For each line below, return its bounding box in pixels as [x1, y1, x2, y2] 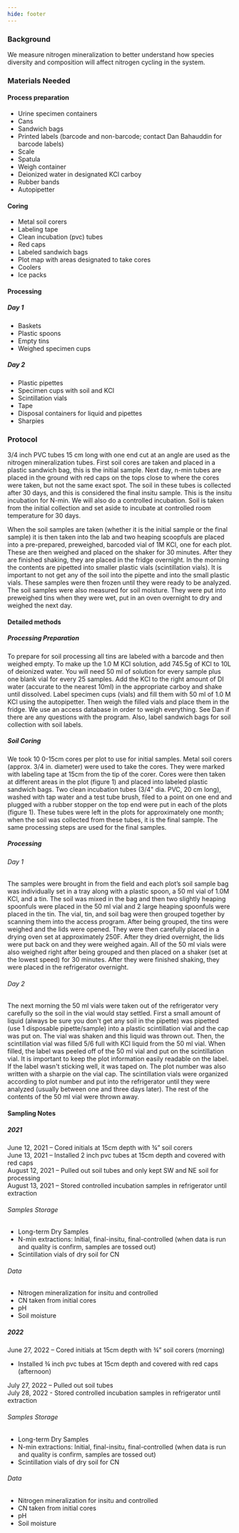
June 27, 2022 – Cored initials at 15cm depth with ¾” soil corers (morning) [7, 1346, 225, 1354]
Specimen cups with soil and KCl [17, 386, 115, 395]
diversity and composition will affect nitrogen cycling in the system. [7, 58, 205, 66]
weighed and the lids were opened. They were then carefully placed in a [7, 925, 220, 933]
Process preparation [7, 94, 70, 102]
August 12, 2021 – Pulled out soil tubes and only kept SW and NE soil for [7, 1166, 219, 1174]
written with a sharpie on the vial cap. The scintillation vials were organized [7, 1070, 228, 1078]
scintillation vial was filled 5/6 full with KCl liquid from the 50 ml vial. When [7, 1039, 226, 1048]
